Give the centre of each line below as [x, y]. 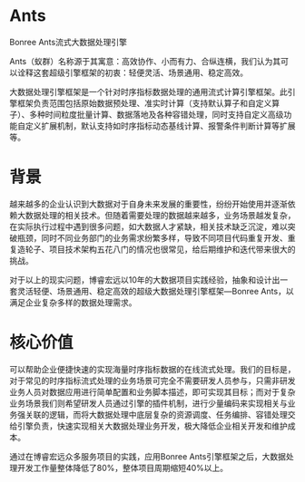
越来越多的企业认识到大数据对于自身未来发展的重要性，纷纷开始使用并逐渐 [148, 204]
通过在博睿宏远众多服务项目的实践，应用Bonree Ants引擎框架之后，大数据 [148, 456]
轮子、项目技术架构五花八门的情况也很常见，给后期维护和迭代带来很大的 [160, 249]
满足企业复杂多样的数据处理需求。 [73, 302]
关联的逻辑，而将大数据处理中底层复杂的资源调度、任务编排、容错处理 [156, 414]
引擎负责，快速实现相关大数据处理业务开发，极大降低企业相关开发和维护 [152, 426]
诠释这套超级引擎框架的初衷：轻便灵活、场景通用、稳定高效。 [132, 72]
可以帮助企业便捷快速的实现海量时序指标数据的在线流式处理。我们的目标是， [152, 369]
